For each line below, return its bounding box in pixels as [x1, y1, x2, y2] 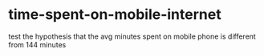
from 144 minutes [8, 39, 67, 49]
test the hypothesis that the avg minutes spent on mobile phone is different [8, 32, 257, 41]
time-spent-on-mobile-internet [8, 6, 222, 24]
